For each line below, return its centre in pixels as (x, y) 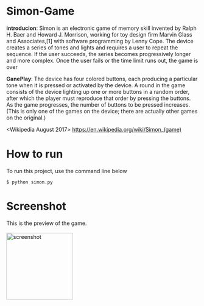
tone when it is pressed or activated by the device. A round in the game (96, 85)
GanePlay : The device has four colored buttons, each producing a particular (102, 79)
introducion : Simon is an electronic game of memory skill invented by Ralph (101, 28)
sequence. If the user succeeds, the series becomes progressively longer (99, 54)
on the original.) (26, 118)
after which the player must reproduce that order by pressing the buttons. (99, 98)
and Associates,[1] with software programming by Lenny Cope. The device (100, 41)
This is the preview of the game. (47, 223)
